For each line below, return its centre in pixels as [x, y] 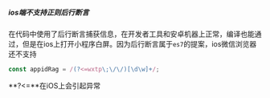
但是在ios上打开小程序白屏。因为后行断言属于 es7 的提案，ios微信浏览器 [139, 43]
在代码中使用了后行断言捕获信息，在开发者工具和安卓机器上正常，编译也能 [131, 34]
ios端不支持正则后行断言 [49, 12]
